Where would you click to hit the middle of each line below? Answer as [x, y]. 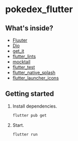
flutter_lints [24, 56]
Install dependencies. [35, 106]
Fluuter [20, 40]
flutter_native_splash [34, 73]
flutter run [25, 134]
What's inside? [29, 28]
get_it [18, 51]
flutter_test [24, 67]
